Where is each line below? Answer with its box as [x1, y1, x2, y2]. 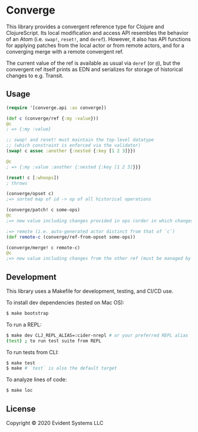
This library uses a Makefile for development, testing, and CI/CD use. [6, 287, 174, 295]
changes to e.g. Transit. [6, 72, 64, 79]
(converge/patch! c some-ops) [6, 207, 81, 213]
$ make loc [6, 387, 33, 394]
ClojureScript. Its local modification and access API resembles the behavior [6, 29, 189, 36]
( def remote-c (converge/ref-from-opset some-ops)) [6, 234, 136, 240]
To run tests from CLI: [6, 348, 59, 355]
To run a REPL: [6, 321, 42, 328]
